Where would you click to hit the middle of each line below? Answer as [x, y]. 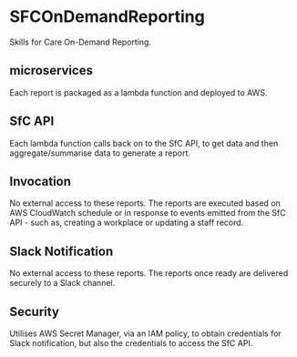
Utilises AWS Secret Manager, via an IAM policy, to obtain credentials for [146, 333]
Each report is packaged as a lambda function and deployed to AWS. [138, 92]
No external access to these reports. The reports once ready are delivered [149, 273]
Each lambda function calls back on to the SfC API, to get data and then [144, 143]
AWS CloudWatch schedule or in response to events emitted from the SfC [148, 213]
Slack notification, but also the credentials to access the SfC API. [131, 343]
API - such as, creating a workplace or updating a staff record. [127, 223]
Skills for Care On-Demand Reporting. [81, 42]
